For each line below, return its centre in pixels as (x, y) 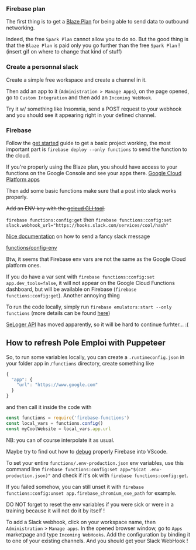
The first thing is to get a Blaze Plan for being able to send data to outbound (97, 22)
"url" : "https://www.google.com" (57, 385)
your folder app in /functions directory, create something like (80, 363)
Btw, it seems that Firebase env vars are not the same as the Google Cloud (96, 259)
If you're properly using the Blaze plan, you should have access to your (92, 167)
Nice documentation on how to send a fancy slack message (78, 236)
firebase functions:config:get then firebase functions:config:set (89, 220)
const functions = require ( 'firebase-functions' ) (68, 418)
